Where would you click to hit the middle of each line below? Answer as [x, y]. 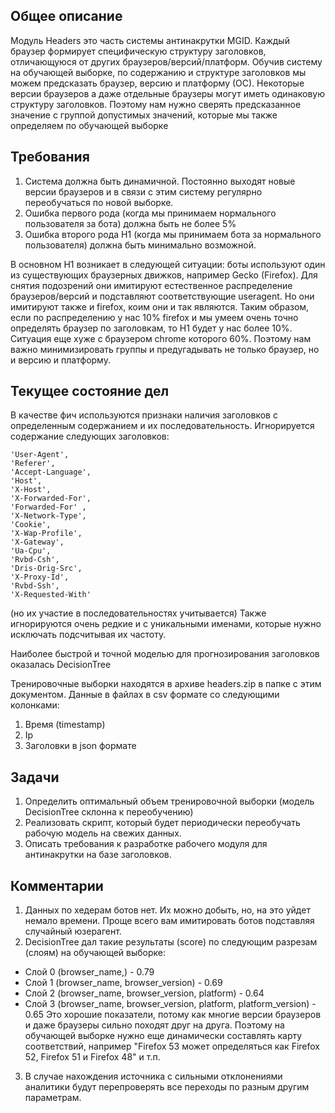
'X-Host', [31, 490]
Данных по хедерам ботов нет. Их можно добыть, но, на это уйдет [167, 910]
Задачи [35, 777]
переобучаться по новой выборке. [99, 202]
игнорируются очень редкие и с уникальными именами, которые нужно [166, 624]
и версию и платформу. [60, 360]
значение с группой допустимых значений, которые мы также [144, 115]
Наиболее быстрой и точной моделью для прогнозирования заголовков [165, 654]
